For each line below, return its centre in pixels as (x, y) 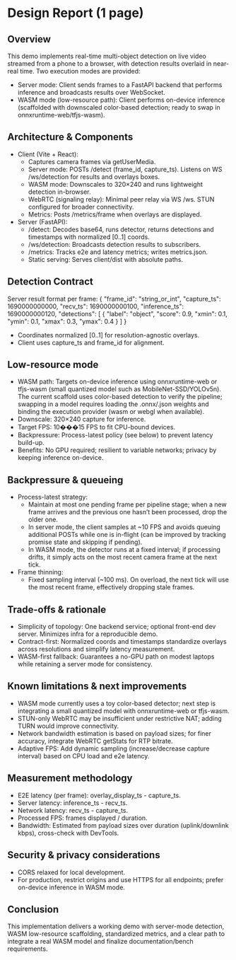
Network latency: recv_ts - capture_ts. (73, 810)
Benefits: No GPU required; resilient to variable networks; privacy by (117, 450)
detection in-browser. (59, 192)
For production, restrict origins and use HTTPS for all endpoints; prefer (120, 879)
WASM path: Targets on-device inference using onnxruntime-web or (117, 382)
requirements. (28, 949)
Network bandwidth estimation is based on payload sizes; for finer (114, 733)
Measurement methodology (70, 779)
